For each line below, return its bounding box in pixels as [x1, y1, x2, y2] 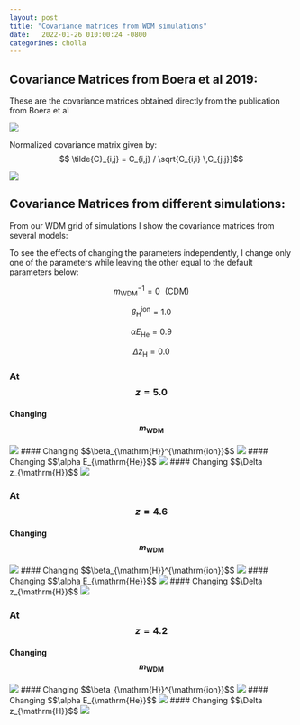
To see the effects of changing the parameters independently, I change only [9, 247, 291, 258]
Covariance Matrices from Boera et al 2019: [9, 71, 259, 86]
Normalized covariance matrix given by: [9, 140, 158, 150]
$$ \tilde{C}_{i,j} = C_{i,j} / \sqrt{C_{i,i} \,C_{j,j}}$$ [59, 154, 244, 165]
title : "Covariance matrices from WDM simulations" [9, 22, 207, 31]
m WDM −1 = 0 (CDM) [113, 284, 190, 298]
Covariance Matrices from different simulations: [9, 196, 286, 212]
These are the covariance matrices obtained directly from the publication [9, 95, 281, 106]
